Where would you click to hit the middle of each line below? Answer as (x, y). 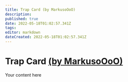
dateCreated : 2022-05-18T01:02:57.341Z (46, 37)
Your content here (23, 75)
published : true (22, 19)
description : (18, 14)
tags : (11, 28)
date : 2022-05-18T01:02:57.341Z (38, 23)
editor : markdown (23, 32)
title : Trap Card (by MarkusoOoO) (40, 10)
